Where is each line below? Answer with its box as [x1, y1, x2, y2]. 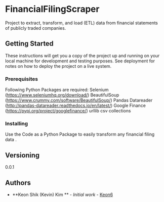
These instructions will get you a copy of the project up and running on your [5, 52, 160, 58]
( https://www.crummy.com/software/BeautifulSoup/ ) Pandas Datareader [5, 98, 153, 103]
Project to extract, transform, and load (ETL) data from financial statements [5, 20, 158, 26]
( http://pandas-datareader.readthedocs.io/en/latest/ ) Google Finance [5, 102, 146, 108]
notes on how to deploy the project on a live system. [5, 63, 112, 69]
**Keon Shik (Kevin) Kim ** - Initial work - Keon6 [12, 192, 113, 198]
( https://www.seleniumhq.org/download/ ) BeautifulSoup [5, 92, 120, 98]
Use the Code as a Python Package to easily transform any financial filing [5, 131, 155, 137]
